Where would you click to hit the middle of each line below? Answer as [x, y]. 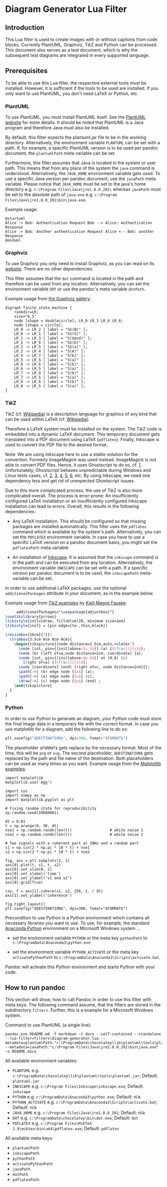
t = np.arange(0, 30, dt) [32, 826]
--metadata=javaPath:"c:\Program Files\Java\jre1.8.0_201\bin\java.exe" [82, 1047]
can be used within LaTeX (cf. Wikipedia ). [47, 419]
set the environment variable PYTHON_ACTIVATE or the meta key [76, 952]
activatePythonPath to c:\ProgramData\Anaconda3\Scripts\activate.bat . [86, 957]
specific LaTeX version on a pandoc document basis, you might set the [85, 542]
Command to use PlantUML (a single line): [48, 1025]
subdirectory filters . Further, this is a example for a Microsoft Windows [79, 1010]
